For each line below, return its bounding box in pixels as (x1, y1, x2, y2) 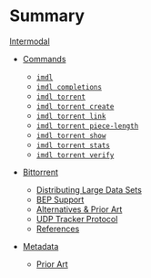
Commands (22, 53, 66, 64)
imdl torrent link (35, 112, 106, 121)
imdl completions (35, 82, 103, 91)
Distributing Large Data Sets (35, 184, 143, 195)
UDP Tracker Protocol (35, 213, 118, 224)
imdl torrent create (35, 102, 115, 111)
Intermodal (9, 36, 50, 47)
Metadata (22, 241, 59, 251)
